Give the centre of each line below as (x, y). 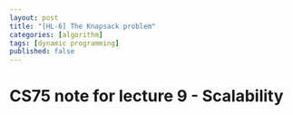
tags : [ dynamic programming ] (64, 43)
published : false (42, 52)
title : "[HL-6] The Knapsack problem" (83, 26)
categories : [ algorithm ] (56, 34)
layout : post (34, 18)
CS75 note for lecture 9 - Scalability (146, 96)
